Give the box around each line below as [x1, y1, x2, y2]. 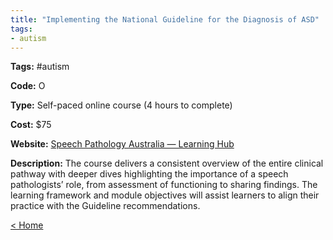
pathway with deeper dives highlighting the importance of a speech [10, 168, 289, 180]
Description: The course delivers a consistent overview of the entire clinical [10, 157, 324, 170]
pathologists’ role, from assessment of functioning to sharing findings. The [10, 179, 318, 191]
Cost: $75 [10, 119, 52, 131]
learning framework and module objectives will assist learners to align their [10, 189, 320, 201]
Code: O [10, 80, 46, 92]
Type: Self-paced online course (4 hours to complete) [10, 99, 233, 111]
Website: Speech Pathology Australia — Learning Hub [10, 138, 235, 150]
